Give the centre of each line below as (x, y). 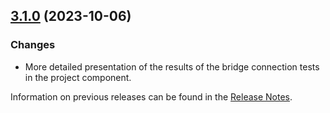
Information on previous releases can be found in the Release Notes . (151, 96)
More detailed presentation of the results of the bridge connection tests (172, 66)
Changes (33, 45)
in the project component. (78, 77)
